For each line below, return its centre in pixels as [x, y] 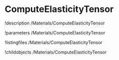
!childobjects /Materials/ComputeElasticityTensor [56, 52]
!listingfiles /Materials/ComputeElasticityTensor [54, 42]
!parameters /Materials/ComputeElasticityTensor [55, 32]
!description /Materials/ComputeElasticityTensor [55, 23]
